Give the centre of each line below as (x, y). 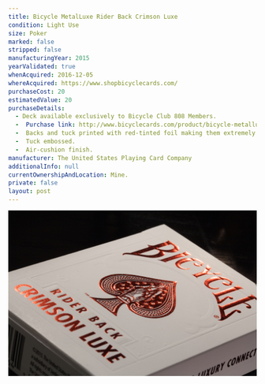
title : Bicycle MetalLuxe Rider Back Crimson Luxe (93, 17)
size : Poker (28, 33)
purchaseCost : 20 (37, 91)
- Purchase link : (46, 125)
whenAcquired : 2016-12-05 (50, 75)
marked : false (32, 42)
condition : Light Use (44, 25)
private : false (33, 183)
